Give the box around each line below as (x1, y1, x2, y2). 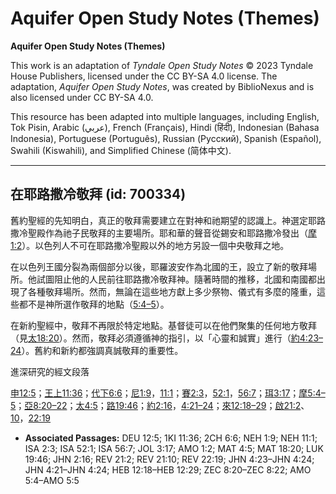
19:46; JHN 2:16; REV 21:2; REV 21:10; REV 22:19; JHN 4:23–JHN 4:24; (24, 453, 315, 465)
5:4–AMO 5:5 (24, 474, 80, 486)
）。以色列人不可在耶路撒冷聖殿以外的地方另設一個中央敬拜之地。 (21, 239, 290, 251)
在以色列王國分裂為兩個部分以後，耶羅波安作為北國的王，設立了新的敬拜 (10, 260, 308, 272)
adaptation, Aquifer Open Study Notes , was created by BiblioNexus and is (10, 80, 315, 92)
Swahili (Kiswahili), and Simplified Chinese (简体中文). (10, 144, 232, 156)
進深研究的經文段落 (10, 365, 90, 377)
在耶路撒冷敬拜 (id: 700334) (10, 186, 187, 203)
